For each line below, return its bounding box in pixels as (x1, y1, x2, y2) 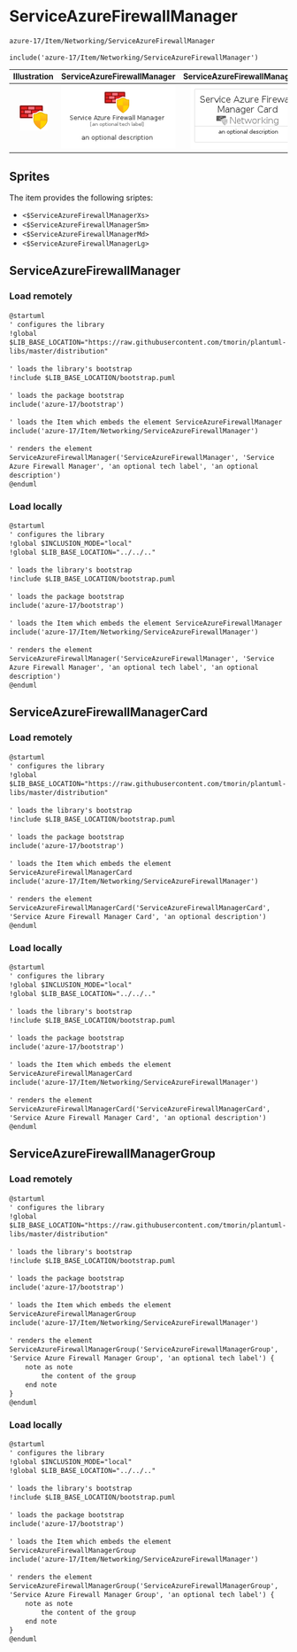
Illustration (12, 71, 55, 82)
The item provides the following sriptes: (9, 192, 154, 203)
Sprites (9, 168, 50, 183)
